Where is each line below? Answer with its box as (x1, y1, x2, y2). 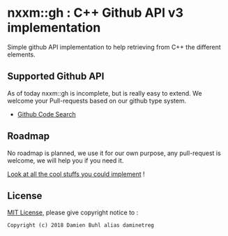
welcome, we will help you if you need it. (7, 156, 124, 165)
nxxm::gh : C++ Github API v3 (7, 5, 183, 21)
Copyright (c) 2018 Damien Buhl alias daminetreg (7, 222, 155, 229)
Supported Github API (7, 71, 105, 82)
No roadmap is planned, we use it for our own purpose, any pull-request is (7, 149, 221, 157)
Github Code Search (17, 110, 77, 118)
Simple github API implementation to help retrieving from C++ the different (7, 43, 221, 51)
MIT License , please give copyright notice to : (7, 208, 139, 217)
